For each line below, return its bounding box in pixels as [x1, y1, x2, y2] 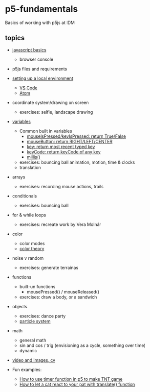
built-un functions [19, 283, 56, 290]
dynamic [19, 347, 37, 353]
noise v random [12, 255, 44, 261]
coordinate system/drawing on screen [12, 99, 89, 105]
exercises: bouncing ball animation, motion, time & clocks [19, 159, 135, 165]
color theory [19, 245, 44, 251]
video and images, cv [12, 357, 55, 363]
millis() [26, 154, 41, 160]
